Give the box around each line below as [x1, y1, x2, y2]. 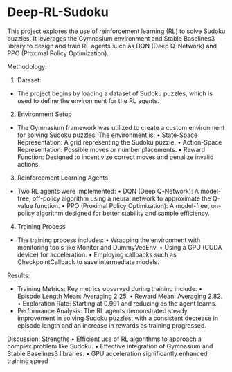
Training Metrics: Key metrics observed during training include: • [17, 284, 203, 292]
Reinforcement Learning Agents [17, 174, 109, 182]
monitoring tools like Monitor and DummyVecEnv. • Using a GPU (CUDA [17, 243, 222, 251]
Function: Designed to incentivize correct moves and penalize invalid [17, 153, 214, 161]
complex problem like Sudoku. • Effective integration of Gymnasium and [7, 342, 213, 350]
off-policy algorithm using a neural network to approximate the [32, 194, 211, 203]
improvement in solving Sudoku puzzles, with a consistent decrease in [17, 314, 219, 322]
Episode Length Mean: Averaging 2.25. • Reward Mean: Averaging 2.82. [17, 292, 223, 300]
